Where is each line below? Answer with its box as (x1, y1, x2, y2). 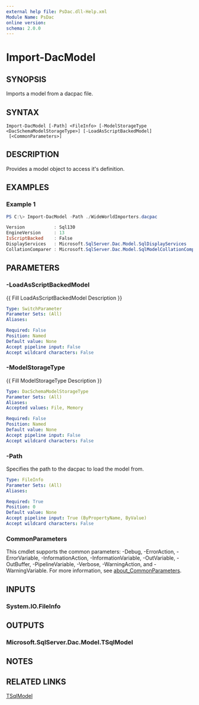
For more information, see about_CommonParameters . (49, 567, 182, 574)
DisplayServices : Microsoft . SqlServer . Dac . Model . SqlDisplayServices (6, 241, 187, 247)
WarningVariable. (6, 567, 49, 574)
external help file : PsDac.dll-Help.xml (6, 8, 108, 15)
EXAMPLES (6, 182, 49, 193)
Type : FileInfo (6, 477, 44, 482)
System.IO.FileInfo (6, 602, 61, 610)
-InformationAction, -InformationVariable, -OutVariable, (41, 554, 176, 561)
